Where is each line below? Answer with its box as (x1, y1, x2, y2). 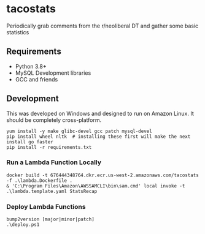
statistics (6, 28, 29, 36)
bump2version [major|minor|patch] (6, 216, 95, 222)
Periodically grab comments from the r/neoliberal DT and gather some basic (6, 22, 199, 29)
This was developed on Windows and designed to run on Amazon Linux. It (6, 110, 195, 117)
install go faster (6, 138, 53, 145)
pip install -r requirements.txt (6, 144, 92, 150)
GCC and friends (15, 75, 58, 83)
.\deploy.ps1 (6, 222, 40, 228)
